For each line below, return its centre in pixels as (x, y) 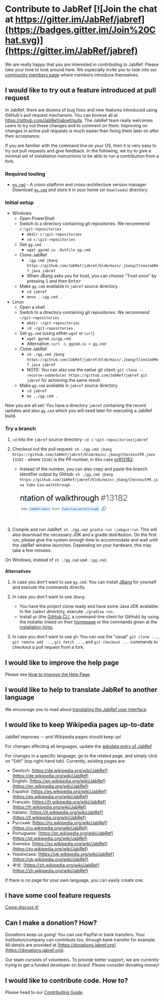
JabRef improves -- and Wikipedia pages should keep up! (63, 737)
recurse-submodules (47, 375)
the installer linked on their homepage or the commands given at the (88, 622)
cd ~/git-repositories (50, 329)
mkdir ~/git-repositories (53, 323)
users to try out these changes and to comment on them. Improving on (76, 125)
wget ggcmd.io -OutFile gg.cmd (59, 250)
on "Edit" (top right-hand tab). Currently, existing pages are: (65, 761)
